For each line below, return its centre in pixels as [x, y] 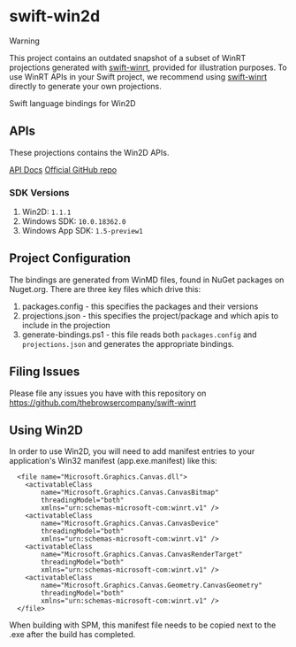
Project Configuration [70, 258]
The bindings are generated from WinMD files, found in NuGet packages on [147, 280]
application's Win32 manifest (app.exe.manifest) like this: [114, 461]
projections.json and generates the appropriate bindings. [128, 343]
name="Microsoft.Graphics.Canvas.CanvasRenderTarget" [142, 555]
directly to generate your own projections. [85, 86]
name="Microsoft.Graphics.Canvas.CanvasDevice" [130, 524]
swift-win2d [55, 16]
